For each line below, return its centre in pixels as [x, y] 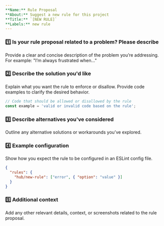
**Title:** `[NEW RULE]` [31, 19]
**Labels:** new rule [28, 24]
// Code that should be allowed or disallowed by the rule [68, 101]
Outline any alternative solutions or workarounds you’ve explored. [73, 132]
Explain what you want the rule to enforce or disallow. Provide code [75, 86]
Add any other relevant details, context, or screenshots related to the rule [81, 212]
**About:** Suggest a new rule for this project [57, 15]
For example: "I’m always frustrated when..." [51, 60]
